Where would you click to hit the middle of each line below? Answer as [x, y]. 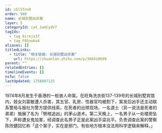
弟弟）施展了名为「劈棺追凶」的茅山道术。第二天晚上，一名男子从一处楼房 [79, 113]
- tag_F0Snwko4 [25, 41]
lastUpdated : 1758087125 [30, 81]
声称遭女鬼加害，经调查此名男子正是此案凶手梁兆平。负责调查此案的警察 [85, 120]
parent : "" [16, 63]
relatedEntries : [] [25, 68]
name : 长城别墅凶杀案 [24, 18]
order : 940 [16, 14]
